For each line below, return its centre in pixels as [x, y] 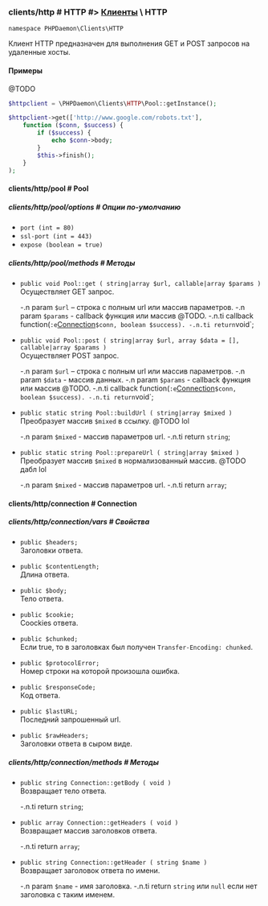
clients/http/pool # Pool [49, 188]
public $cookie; [47, 615]
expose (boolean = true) [61, 245]
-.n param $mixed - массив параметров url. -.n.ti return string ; [125, 436]
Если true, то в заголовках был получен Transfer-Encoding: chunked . [136, 647]
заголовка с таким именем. [67, 895]
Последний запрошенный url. [70, 720]
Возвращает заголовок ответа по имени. [90, 871]
